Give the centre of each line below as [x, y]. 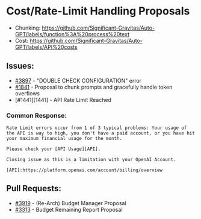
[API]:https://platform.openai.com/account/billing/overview [85, 170]
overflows [27, 93]
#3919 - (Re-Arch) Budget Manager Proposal [70, 203]
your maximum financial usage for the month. [64, 139]
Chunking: [28, 28]
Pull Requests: [34, 189]
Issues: [20, 66]
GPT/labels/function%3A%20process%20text [72, 34]
